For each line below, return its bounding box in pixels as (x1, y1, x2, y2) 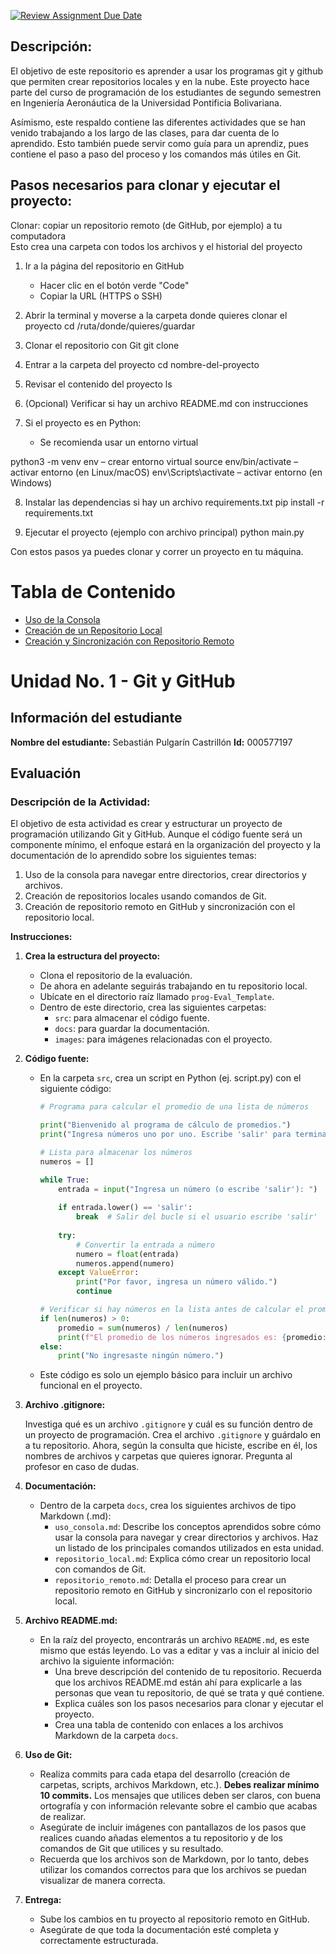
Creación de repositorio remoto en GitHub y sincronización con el (24, 901, 296, 913)
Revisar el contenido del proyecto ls (24, 378, 173, 390)
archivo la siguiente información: (39, 1655, 175, 1667)
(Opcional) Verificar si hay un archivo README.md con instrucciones (24, 397, 309, 409)
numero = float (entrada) (75, 1249, 180, 1259)
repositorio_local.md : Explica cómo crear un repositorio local (54, 1553, 311, 1565)
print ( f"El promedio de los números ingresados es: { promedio (58, 1332, 323, 1342)
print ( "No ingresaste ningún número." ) (58, 1351, 225, 1361)
